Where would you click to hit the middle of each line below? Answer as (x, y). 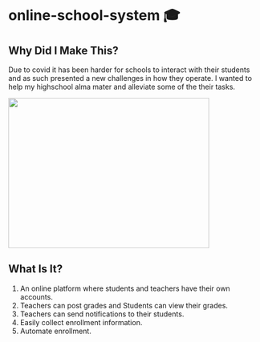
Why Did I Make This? (63, 50)
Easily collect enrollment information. (81, 322)
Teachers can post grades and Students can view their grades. (124, 305)
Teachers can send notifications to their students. (102, 314)
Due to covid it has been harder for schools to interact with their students (129, 70)
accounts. (37, 296)
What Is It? (35, 269)
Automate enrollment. (56, 331)
